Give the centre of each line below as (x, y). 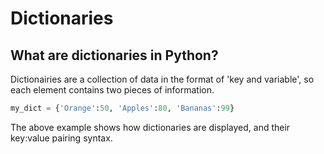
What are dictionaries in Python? (114, 55)
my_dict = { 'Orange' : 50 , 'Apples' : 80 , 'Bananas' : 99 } (122, 108)
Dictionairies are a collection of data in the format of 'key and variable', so (162, 79)
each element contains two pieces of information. (112, 90)
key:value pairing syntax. (61, 138)
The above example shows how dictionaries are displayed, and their (150, 127)
